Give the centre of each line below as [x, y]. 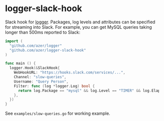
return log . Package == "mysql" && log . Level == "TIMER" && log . [85, 90]
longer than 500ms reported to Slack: [43, 32]
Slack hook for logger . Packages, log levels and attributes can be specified [80, 22]
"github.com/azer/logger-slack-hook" [48, 50]
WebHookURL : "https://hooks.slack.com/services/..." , [70, 73]
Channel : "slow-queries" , [40, 77]
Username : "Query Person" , [41, 81]
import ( [14, 41]
